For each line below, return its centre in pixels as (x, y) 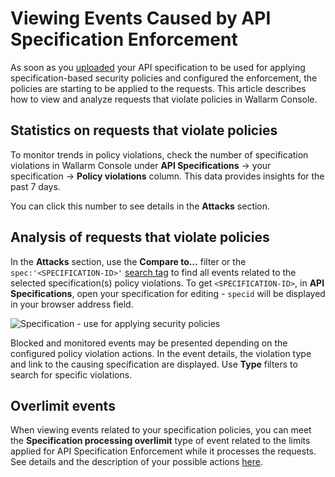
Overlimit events (63, 405)
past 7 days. (35, 186)
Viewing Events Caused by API (141, 18)
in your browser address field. (72, 304)
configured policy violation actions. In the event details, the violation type (161, 353)
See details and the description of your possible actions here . (136, 462)
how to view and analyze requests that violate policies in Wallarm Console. (164, 99)
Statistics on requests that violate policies (144, 130)
